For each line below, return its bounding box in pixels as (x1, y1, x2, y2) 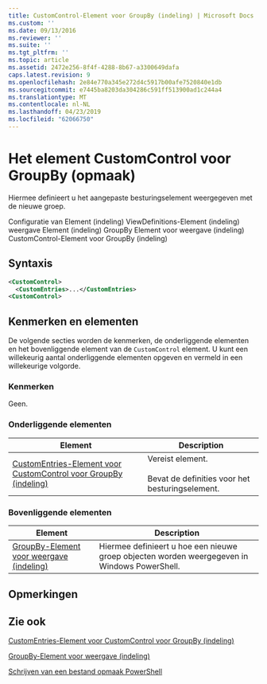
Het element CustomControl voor (8, 150, 232, 168)
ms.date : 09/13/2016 (8, 26, 77, 34)
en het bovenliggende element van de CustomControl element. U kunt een (8, 344, 249, 354)
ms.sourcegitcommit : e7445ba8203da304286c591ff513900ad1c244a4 (8, 85, 222, 94)
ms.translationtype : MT (8, 93, 87, 101)
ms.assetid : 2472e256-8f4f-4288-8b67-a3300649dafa (8, 64, 180, 72)
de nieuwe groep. (8, 201, 66, 211)
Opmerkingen (8, 588, 78, 601)
